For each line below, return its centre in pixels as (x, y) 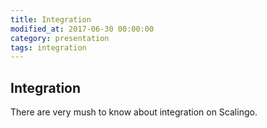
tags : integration (48, 47)
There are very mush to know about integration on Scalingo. (134, 112)
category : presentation (60, 38)
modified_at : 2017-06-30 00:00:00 (82, 29)
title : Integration (51, 19)
